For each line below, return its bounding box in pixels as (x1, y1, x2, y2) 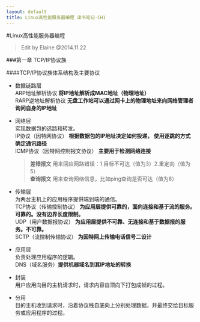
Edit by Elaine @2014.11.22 (20, 43, 86, 51)
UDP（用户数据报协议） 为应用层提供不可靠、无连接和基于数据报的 (14, 218, 181, 225)
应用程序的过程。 (25, 309, 68, 316)
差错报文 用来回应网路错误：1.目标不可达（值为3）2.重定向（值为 (29, 160, 191, 167)
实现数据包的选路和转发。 (14, 125, 79, 132)
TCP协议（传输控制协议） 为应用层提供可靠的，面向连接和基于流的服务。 (14, 203, 196, 210)
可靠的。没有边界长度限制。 (14, 210, 84, 217)
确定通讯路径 (14, 140, 47, 147)
